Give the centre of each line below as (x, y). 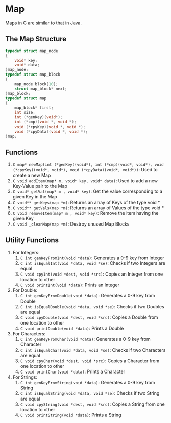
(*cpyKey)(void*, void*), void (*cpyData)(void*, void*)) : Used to (85, 170)
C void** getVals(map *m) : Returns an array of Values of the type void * (88, 208)
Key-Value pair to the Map (40, 186)
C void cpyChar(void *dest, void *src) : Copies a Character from (90, 361)
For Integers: (26, 252)
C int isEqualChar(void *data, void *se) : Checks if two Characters (93, 350)
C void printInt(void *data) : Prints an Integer (70, 285)
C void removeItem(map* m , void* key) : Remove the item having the (86, 213)
